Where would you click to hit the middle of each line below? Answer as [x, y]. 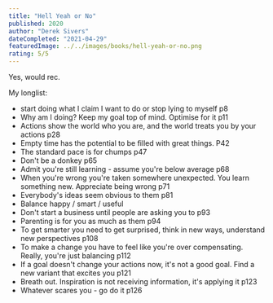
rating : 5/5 [29, 54]
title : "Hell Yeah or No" [52, 16]
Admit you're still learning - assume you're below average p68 [125, 169]
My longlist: [28, 93]
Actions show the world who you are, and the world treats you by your [138, 126]
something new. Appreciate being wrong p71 [95, 187]
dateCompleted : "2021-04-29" [58, 39]
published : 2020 [36, 24]
